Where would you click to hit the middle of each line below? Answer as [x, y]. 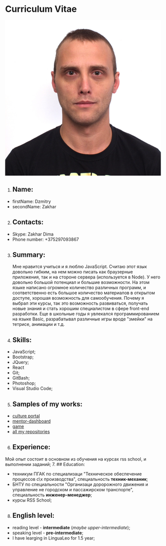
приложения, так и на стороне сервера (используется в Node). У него [86, 277]
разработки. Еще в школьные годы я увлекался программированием [86, 314]
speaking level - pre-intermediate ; [48, 533]
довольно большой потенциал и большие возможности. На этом [81, 282]
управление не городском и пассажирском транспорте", [73, 489]
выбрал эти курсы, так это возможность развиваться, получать [80, 303]
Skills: [22, 340]
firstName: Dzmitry [31, 201]
